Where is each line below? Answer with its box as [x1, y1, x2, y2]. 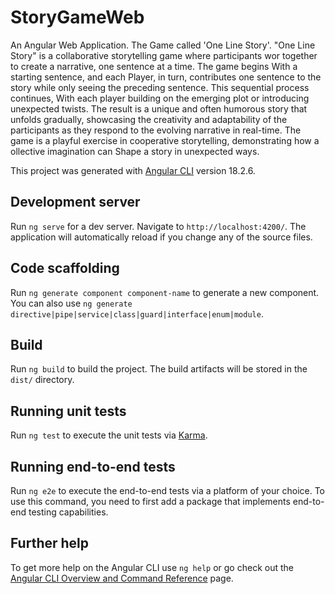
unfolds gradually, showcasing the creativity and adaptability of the [10, 113, 288, 125]
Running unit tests [10, 402, 127, 420]
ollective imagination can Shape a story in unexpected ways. [10, 145, 260, 157]
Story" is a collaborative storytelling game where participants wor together [10, 49, 318, 61]
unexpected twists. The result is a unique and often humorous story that [10, 102, 308, 115]
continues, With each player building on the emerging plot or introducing [10, 92, 310, 104]
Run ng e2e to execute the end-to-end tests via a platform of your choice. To [10, 485, 326, 496]
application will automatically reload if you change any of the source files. [10, 231, 313, 243]
